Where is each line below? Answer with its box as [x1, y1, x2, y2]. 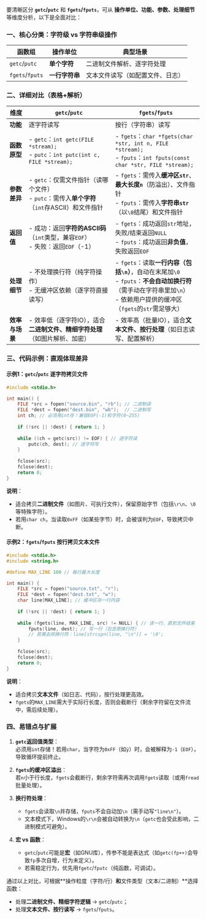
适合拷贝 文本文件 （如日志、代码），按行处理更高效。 [15, 690, 147, 698]
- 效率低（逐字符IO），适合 [28, 316, 105, 324]
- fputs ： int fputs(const [115, 153, 190, 162]
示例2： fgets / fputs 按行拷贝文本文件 [6, 538, 100, 546]
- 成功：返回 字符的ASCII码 [28, 224, 106, 232]
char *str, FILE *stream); [115, 161, 194, 168]
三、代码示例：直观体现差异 [6, 354, 88, 362]
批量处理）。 [15, 781, 45, 788]
